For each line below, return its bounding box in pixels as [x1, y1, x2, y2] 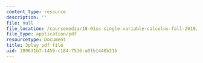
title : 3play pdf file [6, 43, 63, 49]
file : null [6, 20, 34, 26]
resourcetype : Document [6, 37, 66, 43]
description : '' [6, 14, 47, 20]
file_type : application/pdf [6, 31, 77, 37]
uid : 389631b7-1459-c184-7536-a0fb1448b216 [6, 48, 118, 54]
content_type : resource [6, 8, 66, 15]
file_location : [6, 25, 45, 32]
